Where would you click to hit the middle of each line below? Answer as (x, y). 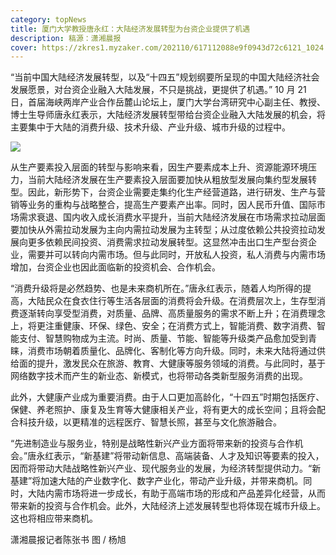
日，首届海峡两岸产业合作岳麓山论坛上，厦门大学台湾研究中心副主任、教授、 (168, 102)
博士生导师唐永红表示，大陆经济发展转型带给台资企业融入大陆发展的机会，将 (168, 115)
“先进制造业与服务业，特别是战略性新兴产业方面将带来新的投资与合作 (152, 443)
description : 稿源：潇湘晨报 (66, 38)
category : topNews (48, 19)
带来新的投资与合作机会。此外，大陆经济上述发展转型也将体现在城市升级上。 (168, 506)
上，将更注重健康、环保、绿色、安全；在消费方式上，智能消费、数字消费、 (163, 326)
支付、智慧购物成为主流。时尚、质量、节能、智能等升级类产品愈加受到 (163, 338)
